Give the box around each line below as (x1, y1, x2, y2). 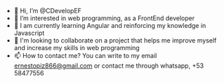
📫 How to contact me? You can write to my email (13, 52, 157, 59)
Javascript (13, 29, 45, 37)
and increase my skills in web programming (13, 44, 140, 52)
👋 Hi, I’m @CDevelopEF (13, 7, 82, 15)
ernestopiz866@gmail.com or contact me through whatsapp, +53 (13, 61, 204, 70)
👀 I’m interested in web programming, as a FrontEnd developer (13, 14, 195, 22)
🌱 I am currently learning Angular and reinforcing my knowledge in (13, 22, 206, 29)
